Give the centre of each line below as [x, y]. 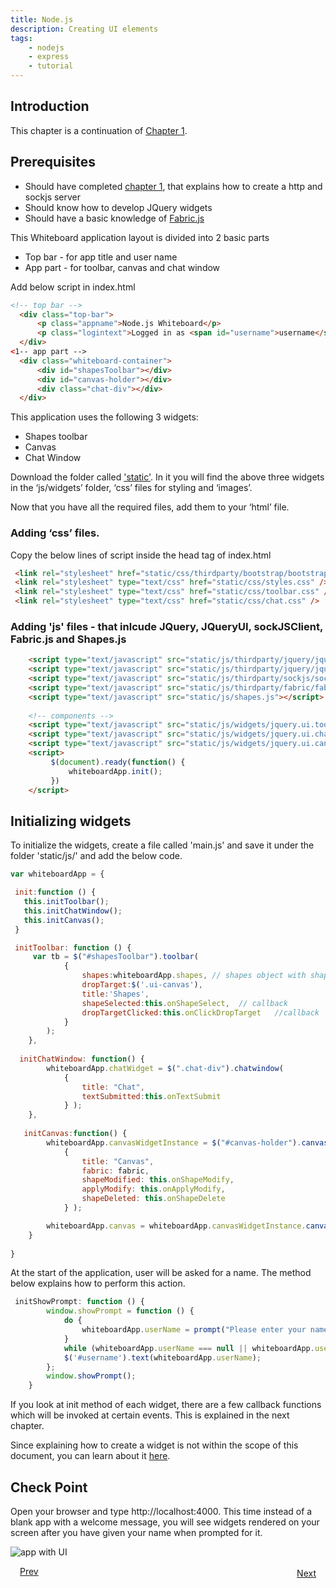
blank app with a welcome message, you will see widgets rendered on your [165, 1522]
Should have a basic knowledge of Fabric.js [114, 218]
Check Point [49, 1487]
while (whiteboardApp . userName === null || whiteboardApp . [189, 1348]
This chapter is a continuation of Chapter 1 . [99, 130]
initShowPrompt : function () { [79, 1302]
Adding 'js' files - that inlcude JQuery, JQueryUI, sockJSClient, [166, 626]
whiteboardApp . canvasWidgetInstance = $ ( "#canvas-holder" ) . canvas [187, 1142]
